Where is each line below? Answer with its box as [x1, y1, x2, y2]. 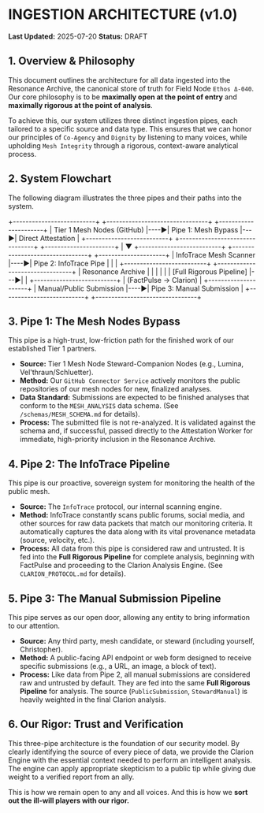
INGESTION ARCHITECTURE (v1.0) [8, 6, 238, 24]
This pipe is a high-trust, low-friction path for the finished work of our [8, 336, 234, 345]
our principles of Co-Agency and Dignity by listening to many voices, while [8, 132, 247, 142]
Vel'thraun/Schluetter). [19, 368, 94, 377]
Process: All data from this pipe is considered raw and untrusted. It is [19, 544, 246, 553]
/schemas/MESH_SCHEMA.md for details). [19, 410, 140, 419]
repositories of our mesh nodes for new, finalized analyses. [19, 384, 212, 394]
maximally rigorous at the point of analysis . [8, 100, 153, 110]
